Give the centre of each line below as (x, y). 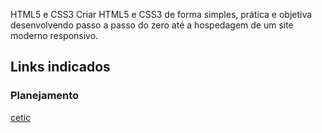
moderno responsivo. (54, 35)
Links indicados (60, 67)
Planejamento (45, 96)
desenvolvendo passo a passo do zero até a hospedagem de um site (152, 25)
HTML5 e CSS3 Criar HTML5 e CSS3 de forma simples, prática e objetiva (161, 14)
